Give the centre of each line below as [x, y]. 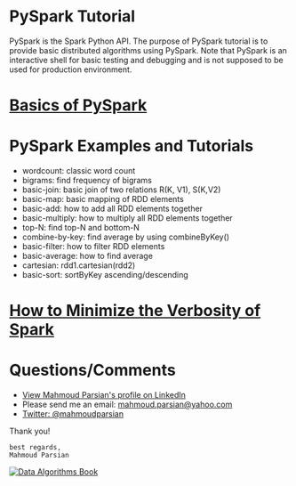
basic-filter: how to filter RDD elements [93, 247]
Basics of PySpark [78, 105]
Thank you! [30, 431]
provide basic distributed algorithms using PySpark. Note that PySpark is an [148, 50]
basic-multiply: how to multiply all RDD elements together [127, 218]
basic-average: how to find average [88, 256]
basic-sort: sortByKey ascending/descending [105, 275]
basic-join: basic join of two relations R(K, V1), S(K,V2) [121, 190]
